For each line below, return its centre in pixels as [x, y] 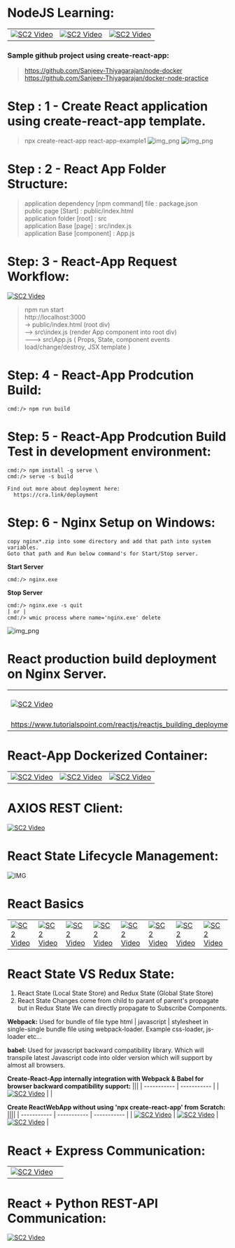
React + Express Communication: [106, 1151]
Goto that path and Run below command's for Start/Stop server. [103, 553]
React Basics [45, 904]
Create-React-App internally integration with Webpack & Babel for [106, 1079]
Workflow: [38, 277]
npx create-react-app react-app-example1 [85, 141]
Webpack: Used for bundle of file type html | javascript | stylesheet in [108, 1022]
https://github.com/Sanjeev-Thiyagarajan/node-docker [104, 71]
